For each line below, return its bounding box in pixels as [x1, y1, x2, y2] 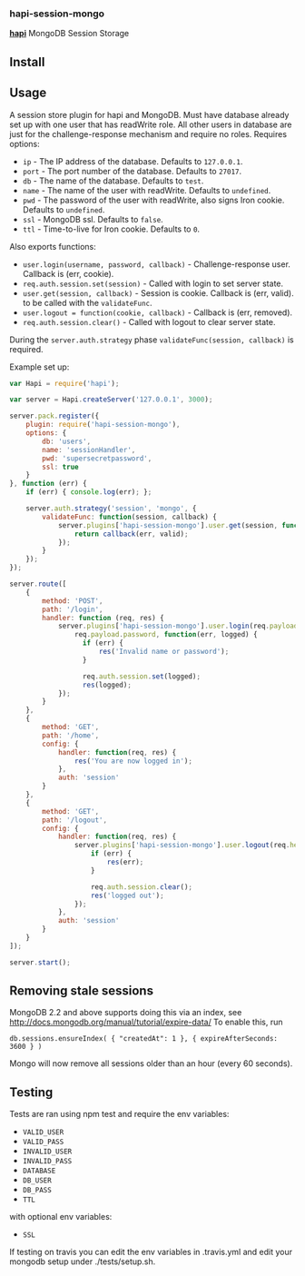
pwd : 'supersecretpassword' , [42, 453, 152, 463]
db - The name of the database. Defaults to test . [22, 175, 204, 186]
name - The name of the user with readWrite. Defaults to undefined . [22, 184, 271, 195]
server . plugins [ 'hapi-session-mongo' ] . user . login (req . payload [57, 621, 299, 631]
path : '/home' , [42, 730, 100, 740]
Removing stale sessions [9, 984, 154, 999]
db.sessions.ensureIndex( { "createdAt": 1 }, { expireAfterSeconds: [9, 1034, 279, 1044]
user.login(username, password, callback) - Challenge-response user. [22, 258, 290, 270]
